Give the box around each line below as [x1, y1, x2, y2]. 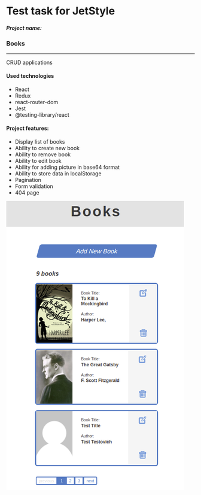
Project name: [6, 24, 42, 31]
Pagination [14, 176, 42, 183]
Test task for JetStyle [6, 4, 115, 18]
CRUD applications [6, 59, 53, 66]
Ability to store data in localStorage [14, 169, 102, 177]
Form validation [14, 183, 54, 190]
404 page [14, 189, 39, 196]
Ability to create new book [14, 144, 80, 151]
